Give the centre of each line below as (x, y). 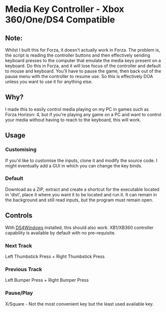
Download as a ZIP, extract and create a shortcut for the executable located (82, 189)
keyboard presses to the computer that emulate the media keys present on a (83, 60)
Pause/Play (19, 293)
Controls (19, 215)
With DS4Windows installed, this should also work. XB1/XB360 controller (79, 228)
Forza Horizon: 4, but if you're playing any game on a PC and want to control (83, 114)
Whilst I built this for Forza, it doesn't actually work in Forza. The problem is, (83, 50)
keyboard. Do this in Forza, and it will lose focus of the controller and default (83, 66)
